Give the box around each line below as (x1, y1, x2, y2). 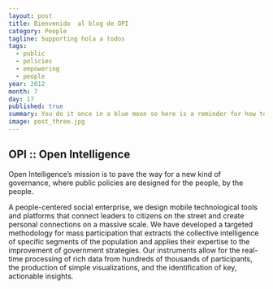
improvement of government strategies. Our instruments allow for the (8, 245, 240, 255)
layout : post (8, 11, 53, 20)
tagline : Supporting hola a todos (8, 34, 126, 43)
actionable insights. (8, 271, 74, 281)
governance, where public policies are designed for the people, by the (8, 178, 244, 188)
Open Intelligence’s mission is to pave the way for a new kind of (8, 169, 222, 179)
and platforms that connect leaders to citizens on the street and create (8, 210, 245, 220)
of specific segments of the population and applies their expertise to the (8, 236, 250, 246)
